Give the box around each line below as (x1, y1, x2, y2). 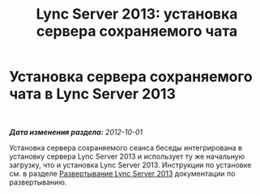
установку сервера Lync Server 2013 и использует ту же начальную (9, 151, 245, 161)
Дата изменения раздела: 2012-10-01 (9, 127, 143, 137)
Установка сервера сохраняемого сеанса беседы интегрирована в (9, 142, 242, 152)
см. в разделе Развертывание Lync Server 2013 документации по (9, 168, 236, 178)
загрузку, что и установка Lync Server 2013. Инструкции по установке (9, 159, 252, 170)
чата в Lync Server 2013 (9, 85, 177, 104)
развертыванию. (9, 177, 67, 187)
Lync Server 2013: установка (36, 5, 238, 23)
